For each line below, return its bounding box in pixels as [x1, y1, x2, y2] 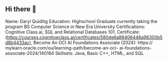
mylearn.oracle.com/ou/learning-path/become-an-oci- [5, 44, 119, 50]
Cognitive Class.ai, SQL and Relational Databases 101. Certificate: [5, 28, 140, 35]
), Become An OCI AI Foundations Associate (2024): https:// [29, 39, 153, 45]
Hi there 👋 [5, 5, 37, 13]
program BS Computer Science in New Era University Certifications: [5, 23, 145, 29]
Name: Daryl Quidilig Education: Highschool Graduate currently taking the [5, 18, 157, 24]
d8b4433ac [5, 39, 30, 45]
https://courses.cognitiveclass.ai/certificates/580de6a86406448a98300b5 [7, 34, 163, 40]
